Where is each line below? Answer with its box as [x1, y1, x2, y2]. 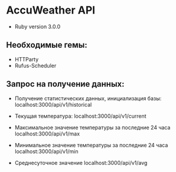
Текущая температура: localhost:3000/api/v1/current [14, 113, 146, 120]
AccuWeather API [6, 4, 96, 17]
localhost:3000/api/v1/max [14, 130, 80, 137]
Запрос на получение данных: [6, 79, 125, 89]
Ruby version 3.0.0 [14, 23, 61, 30]
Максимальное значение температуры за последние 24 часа [14, 124, 171, 131]
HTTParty [14, 55, 39, 62]
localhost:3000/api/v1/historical [14, 101, 92, 108]
